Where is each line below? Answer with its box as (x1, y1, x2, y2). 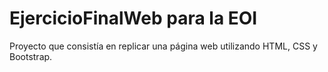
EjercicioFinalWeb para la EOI (9, 7, 258, 30)
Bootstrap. (9, 50, 53, 62)
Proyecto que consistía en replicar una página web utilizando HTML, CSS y (9, 40, 318, 52)
